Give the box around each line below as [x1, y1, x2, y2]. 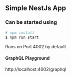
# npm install [5, 30, 35, 35]
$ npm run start [5, 35, 39, 40]
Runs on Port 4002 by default [5, 44, 66, 50]
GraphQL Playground [5, 55, 50, 61]
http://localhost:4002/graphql [5, 66, 66, 72]
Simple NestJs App [5, 4, 66, 12]
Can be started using [5, 19, 57, 26]
